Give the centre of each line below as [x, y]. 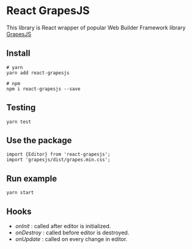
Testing [21, 108]
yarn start [20, 193]
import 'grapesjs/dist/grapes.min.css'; [59, 160]
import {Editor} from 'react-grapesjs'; [59, 154]
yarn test [19, 122]
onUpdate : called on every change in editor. [71, 239]
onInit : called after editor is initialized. [63, 226]
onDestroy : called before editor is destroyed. [72, 232]
